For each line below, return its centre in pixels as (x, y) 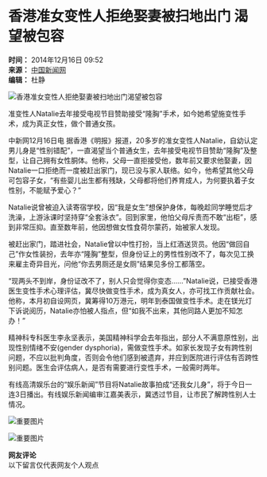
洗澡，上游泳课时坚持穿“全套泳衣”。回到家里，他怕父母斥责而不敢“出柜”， (129, 217)
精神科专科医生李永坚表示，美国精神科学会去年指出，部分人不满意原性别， (130, 337)
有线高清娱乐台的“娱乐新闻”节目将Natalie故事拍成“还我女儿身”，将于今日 (127, 384)
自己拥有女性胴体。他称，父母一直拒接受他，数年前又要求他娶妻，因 (140, 160)
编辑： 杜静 (27, 80)
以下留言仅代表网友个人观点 (54, 465)
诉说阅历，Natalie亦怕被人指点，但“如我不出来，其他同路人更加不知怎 (129, 311)
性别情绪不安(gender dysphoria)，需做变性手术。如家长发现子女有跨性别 (133, 347)
